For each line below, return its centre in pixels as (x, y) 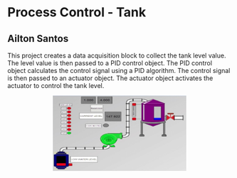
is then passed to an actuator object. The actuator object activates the (110, 78)
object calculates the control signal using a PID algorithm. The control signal (119, 71)
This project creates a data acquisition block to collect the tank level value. (117, 55)
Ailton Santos (38, 39)
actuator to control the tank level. (56, 85)
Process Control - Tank (77, 12)
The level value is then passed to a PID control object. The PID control (110, 63)
